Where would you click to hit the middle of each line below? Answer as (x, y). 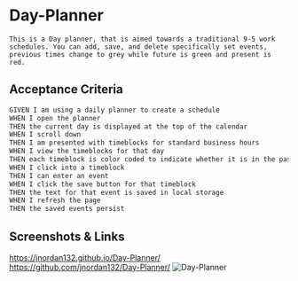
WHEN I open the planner (55, 118)
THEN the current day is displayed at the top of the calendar (129, 126)
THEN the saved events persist (67, 209)
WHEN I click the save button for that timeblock (103, 184)
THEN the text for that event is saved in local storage (117, 192)
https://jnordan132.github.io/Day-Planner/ (85, 257)
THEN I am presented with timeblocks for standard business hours (134, 143)
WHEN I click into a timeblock (67, 168)
